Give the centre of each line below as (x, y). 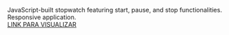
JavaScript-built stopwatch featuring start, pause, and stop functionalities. (115, 10)
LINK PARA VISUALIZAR (42, 24)
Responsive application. (42, 17)
